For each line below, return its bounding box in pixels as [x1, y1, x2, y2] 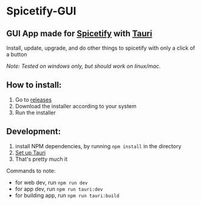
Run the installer [15, 109, 56, 116]
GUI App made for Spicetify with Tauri [6, 28, 152, 39]
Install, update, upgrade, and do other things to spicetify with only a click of [6, 44, 196, 51]
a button [6, 51, 27, 58]
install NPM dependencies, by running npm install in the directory [15, 142, 182, 149]
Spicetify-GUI [6, 4, 77, 18]
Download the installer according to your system [15, 102, 137, 109]
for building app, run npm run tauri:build [15, 192, 120, 199]
